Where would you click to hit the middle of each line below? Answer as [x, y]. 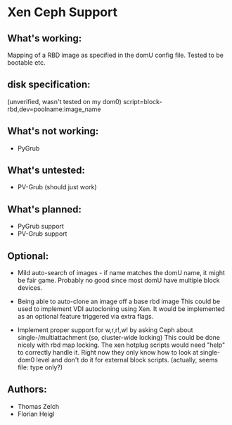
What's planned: [45, 209]
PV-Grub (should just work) [57, 187]
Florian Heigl [36, 414]
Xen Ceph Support [63, 12]
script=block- [143, 101]
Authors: [27, 389]
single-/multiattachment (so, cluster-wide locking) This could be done [118, 338]
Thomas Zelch [38, 406]
